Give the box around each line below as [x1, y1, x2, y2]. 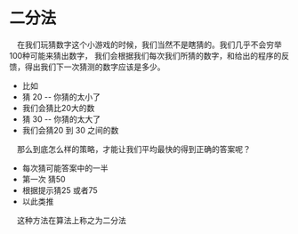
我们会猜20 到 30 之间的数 [21, 125, 119, 135]
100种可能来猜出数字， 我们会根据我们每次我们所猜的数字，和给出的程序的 [9, 50, 282, 61]
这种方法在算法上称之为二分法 [17, 214, 126, 225]
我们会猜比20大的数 [21, 102, 95, 113]
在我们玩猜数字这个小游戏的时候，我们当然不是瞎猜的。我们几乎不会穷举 [17, 39, 282, 50]
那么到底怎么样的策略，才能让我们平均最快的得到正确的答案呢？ [17, 143, 251, 154]
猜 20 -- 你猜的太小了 [21, 91, 101, 102]
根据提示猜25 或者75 [21, 184, 98, 196]
